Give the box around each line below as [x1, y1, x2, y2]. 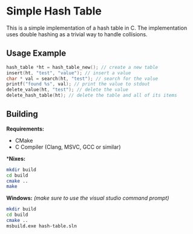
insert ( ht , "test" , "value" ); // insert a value [6, 70, 131, 76]
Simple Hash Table [6, 4, 102, 18]
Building [6, 109, 38, 119]
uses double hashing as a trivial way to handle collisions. [6, 30, 148, 37]
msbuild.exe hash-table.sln [6, 223, 77, 229]
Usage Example [6, 48, 67, 59]
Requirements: [6, 125, 44, 132]
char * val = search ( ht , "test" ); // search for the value [6, 76, 159, 82]
